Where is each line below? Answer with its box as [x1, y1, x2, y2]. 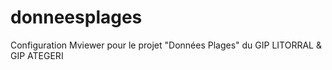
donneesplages [10, 6, 143, 29]
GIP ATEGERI [10, 49, 64, 61]
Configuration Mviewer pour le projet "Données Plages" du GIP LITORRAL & [10, 39, 322, 51]
